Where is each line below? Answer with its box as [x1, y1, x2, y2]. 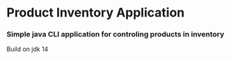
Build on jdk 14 [6, 45, 49, 53]
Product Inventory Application [6, 5, 185, 21]
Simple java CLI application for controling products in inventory [6, 30, 225, 39]
